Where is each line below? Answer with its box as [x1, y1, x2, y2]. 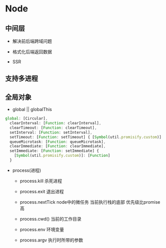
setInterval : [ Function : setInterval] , [9, 130, 93, 135]
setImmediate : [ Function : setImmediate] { [9, 148, 99, 153]
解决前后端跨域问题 [12, 38, 52, 44]
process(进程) [12, 167, 41, 173]
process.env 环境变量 [19, 226, 64, 232]
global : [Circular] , [5, 116, 48, 121]
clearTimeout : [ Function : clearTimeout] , [9, 125, 97, 130]
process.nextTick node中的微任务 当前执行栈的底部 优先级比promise [19, 199, 161, 205]
